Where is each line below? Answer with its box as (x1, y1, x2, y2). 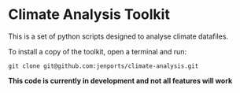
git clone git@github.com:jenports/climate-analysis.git (8, 61, 199, 70)
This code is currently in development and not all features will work (8, 76, 233, 85)
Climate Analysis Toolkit (8, 6, 171, 24)
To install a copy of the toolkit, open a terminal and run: (8, 46, 187, 56)
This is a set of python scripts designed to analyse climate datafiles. (8, 32, 229, 41)
